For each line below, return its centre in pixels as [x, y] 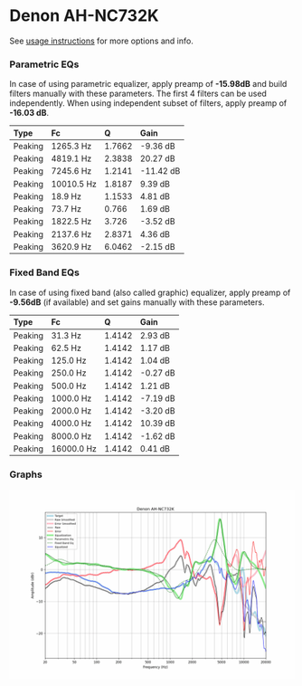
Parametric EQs [44, 64]
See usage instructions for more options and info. [102, 41]
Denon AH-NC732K [85, 16]
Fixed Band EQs [44, 272]
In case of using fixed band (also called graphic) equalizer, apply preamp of [150, 292]
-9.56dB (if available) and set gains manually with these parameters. [137, 302]
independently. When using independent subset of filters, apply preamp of [148, 103]
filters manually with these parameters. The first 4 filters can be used [138, 94]
